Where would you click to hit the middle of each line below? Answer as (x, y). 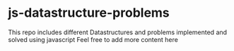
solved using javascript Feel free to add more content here (93, 39)
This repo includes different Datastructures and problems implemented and (118, 32)
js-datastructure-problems (89, 13)
